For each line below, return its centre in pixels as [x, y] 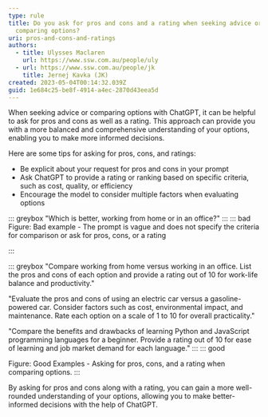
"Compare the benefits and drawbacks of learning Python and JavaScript [129, 332]
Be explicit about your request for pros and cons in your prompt [124, 169]
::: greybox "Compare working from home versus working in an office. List [130, 266]
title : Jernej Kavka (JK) [66, 75]
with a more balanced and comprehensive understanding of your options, [129, 129]
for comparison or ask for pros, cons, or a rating [87, 236]
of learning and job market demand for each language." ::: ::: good [117, 348]
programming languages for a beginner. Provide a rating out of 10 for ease [130, 340]
